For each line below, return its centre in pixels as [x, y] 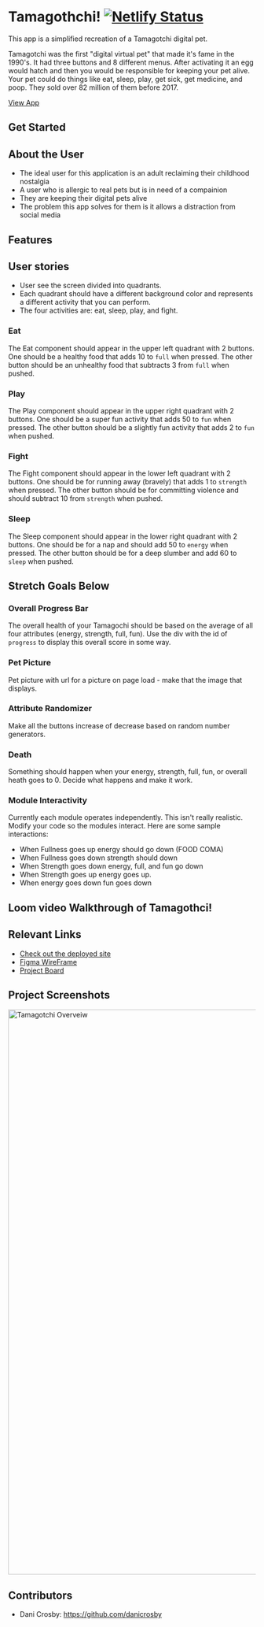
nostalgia [34, 182]
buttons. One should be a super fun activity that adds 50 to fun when [120, 419]
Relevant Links [45, 934]
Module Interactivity [48, 801]
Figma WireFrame [48, 962]
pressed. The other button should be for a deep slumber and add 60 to [123, 553]
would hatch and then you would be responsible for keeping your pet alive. [129, 70]
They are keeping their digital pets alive [83, 198]
